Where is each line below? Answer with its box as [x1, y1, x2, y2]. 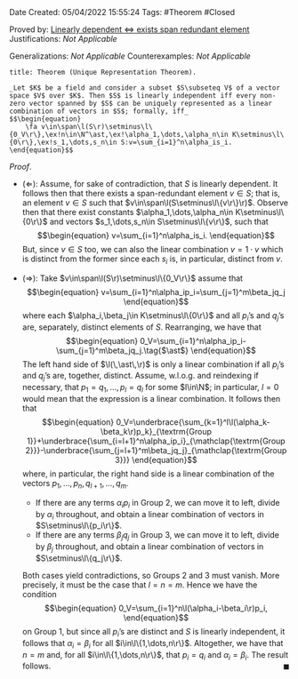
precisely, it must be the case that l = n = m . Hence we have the [21, 579, 258, 590]
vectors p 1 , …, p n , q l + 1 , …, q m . [21, 477, 129, 491]
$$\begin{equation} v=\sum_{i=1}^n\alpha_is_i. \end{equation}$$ [36, 230, 276, 241]
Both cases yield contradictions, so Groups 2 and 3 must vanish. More [21, 570, 280, 580]
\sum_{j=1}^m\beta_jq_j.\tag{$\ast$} [56, 345, 189, 355]
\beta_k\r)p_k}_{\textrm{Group [101, 426, 212, 436]
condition [21, 588, 58, 599]
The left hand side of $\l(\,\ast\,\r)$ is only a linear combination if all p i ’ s [21, 358, 285, 371]
